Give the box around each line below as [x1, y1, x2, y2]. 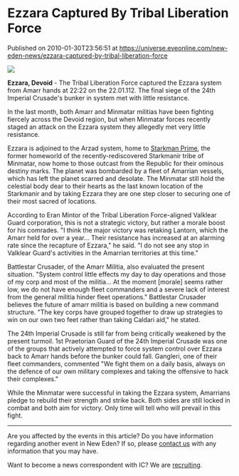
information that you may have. [7, 447, 98, 455]
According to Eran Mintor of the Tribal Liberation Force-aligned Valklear [7, 210, 217, 219]
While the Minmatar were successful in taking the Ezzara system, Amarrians [7, 388, 230, 397]
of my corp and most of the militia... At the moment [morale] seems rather [7, 277, 223, 286]
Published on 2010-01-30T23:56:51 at [7, 43, 118, 52]
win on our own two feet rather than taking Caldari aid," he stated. [7, 315, 201, 324]
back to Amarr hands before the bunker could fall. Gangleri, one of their [7, 351, 218, 361]
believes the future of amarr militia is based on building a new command [7, 300, 219, 309]
